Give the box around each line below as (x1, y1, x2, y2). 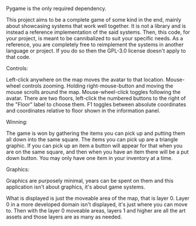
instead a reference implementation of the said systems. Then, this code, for (6, 29, 190, 36)
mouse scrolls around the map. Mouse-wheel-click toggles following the (6, 89, 181, 95)
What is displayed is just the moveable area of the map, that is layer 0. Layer (6, 195, 190, 201)
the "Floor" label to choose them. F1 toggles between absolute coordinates (6, 101, 186, 107)
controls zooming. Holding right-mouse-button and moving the (22, 82, 174, 89)
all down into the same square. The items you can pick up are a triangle (6, 136, 178, 142)
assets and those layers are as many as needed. (6, 213, 122, 220)
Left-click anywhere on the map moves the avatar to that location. (6, 76, 165, 83)
